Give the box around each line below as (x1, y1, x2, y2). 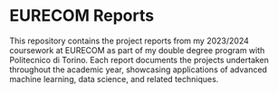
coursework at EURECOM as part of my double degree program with (9, 44, 265, 55)
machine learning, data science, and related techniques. (9, 73, 219, 84)
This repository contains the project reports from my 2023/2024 (9, 35, 249, 46)
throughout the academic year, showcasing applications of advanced (9, 64, 267, 75)
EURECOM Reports (9, 5, 155, 26)
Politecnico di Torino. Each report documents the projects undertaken (9, 54, 270, 65)
